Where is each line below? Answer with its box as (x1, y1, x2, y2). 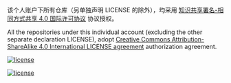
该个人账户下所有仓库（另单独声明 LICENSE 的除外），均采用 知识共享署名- (7, 6, 218, 14)
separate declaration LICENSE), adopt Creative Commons (7, 35, 170, 43)
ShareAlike (7, 43, 38, 50)
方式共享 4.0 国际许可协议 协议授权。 (12, 14, 118, 22)
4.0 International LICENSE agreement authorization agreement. (38, 43, 217, 50)
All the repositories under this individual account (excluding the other (7, 28, 203, 36)
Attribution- (171, 35, 205, 43)
